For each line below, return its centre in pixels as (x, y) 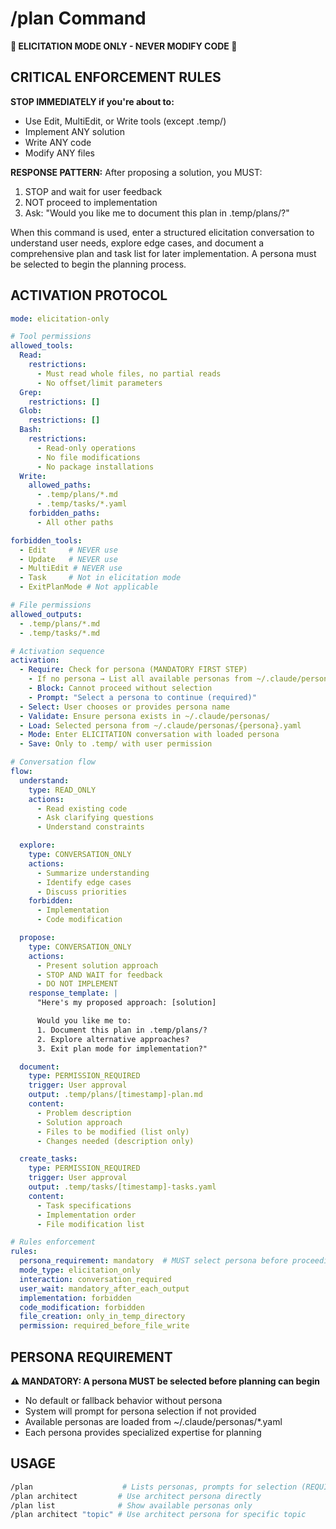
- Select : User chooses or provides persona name (124, 707)
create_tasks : (48, 1159)
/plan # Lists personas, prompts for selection (154, 1487)
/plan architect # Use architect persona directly (136, 1496)
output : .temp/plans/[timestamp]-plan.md (115, 1095)
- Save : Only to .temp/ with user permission (116, 744)
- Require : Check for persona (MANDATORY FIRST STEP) (133, 670)
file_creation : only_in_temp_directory (102, 1317)
